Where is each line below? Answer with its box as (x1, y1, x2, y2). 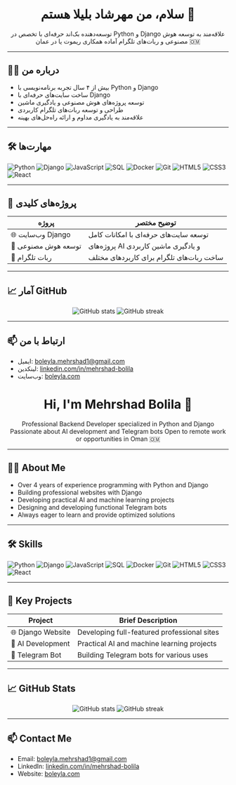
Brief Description (119, 616, 178, 626)
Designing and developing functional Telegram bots (17, 503, 167, 511)
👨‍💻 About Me (7, 462, 66, 474)
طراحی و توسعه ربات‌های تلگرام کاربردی (17, 105, 124, 114)
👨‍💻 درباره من (7, 65, 60, 77)
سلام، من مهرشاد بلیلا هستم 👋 (41, 6, 195, 22)
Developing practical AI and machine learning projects (17, 495, 175, 504)
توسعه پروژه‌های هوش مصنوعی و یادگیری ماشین (17, 98, 145, 106)
